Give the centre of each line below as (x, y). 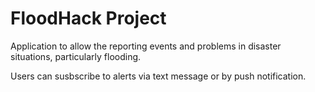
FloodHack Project (88, 18)
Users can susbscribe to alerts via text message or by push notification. (158, 76)
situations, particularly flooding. (76, 56)
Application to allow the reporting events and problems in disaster (146, 46)
